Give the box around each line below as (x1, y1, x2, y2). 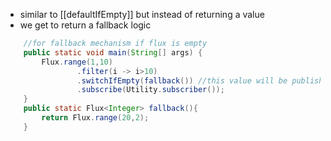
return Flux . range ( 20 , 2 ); (41, 113, 150, 123)
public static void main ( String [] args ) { (23, 47, 203, 58)
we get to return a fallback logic (19, 19, 152, 31)
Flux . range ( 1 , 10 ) (41, 57, 113, 67)
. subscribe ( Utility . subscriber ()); (76, 85, 225, 95)
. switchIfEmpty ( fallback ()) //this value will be (76, 75, 288, 86)
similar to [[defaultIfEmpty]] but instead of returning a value (19, 9, 265, 20)
